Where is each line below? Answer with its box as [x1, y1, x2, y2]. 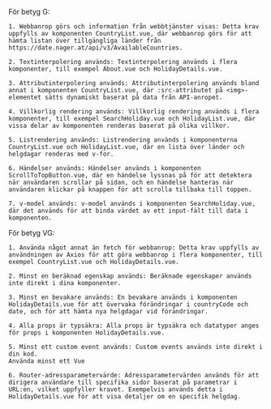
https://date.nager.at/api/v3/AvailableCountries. [8, 44, 183, 52]
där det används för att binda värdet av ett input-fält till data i [8, 207, 249, 215]
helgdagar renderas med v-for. [8, 150, 114, 158]
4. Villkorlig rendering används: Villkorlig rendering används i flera [8, 108, 260, 116]
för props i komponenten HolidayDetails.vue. [8, 329, 165, 337]
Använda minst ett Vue [8, 357, 85, 365]
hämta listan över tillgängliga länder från [8, 36, 161, 45]
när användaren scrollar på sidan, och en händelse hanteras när [8, 178, 234, 186]
